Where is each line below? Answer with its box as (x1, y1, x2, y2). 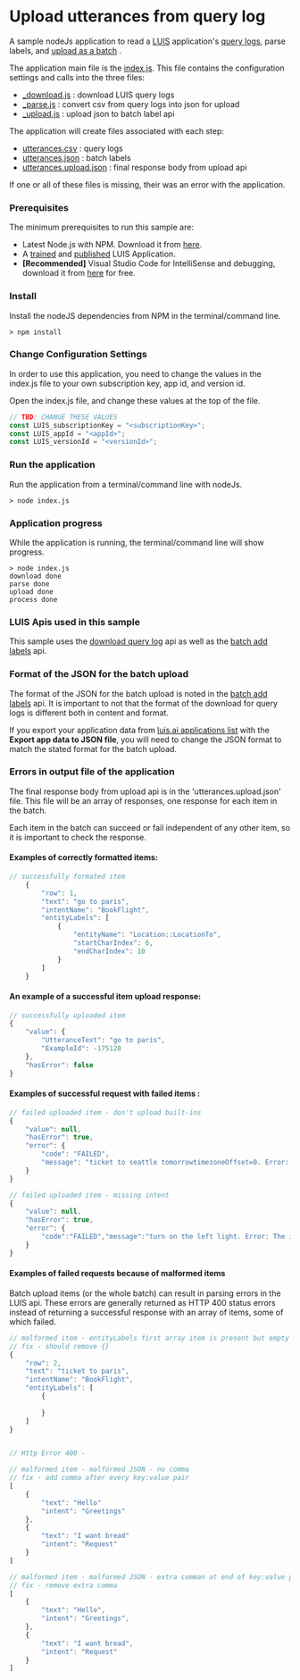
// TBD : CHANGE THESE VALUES (9, 413, 118, 422)
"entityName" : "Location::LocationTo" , (72, 931, 221, 940)
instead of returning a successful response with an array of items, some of (9, 1307, 284, 1317)
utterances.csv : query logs (21, 143, 123, 154)
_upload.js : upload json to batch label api (21, 108, 175, 119)
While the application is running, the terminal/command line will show (9, 537, 265, 547)
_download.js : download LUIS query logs (21, 89, 175, 100)
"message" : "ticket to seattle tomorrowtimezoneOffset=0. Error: (41, 1158, 290, 1167)
